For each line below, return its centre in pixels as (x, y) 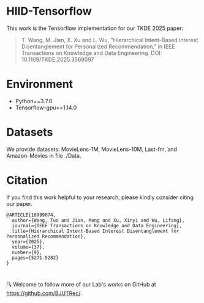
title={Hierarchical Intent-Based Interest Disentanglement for (96, 231)
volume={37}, (28, 247)
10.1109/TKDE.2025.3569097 (58, 59)
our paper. (19, 203)
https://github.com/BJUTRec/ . (44, 293)
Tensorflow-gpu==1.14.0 (46, 108)
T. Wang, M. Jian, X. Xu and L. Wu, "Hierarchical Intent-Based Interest (110, 40)
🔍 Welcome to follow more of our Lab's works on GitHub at (81, 284)
